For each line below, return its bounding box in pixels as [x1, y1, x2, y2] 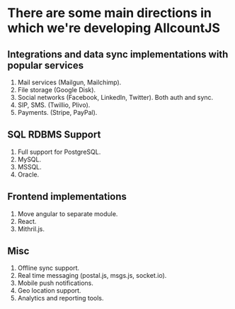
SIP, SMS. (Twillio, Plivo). [17, 101, 91, 109]
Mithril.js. [17, 225, 45, 233]
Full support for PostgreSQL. [17, 147, 101, 156]
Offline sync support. [17, 264, 80, 272]
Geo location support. [17, 286, 81, 295]
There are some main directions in [7, 5, 212, 21]
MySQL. [17, 154, 42, 164]
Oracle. [17, 170, 40, 179]
